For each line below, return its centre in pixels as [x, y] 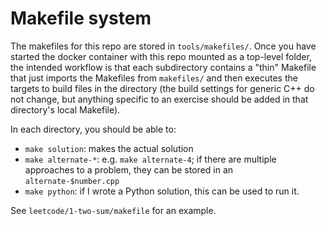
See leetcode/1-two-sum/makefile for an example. [113, 210]
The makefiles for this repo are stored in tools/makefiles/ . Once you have [163, 46]
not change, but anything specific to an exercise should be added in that [159, 99]
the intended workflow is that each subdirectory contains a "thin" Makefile [163, 67]
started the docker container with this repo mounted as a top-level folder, [161, 56]
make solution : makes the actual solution [109, 148]
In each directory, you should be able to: [93, 129]
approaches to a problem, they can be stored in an [129, 169]
